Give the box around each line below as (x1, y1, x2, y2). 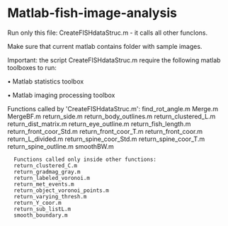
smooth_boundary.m (13, 211, 69, 219)
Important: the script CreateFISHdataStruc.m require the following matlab (7, 55, 221, 64)
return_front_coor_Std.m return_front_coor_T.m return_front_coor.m (7, 127, 203, 135)
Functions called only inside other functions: (13, 156, 157, 163)
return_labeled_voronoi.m (13, 174, 91, 181)
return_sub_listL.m (13, 205, 72, 213)
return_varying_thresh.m (13, 193, 87, 200)
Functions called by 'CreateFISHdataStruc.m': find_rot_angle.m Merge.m (7, 104, 219, 113)
